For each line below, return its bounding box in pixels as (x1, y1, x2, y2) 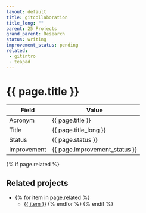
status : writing (6, 36, 46, 42)
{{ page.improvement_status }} (52, 145, 138, 154)
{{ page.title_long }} (52, 126, 106, 135)
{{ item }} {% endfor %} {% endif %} (23, 200, 114, 208)
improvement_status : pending (6, 42, 79, 48)
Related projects (6, 178, 69, 188)
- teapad (8, 59, 31, 65)
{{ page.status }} (52, 136, 98, 144)
